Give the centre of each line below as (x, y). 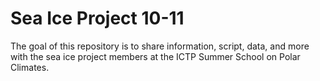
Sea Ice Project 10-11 (97, 18)
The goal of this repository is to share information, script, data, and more (160, 46)
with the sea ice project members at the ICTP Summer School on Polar (155, 56)
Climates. (30, 67)
